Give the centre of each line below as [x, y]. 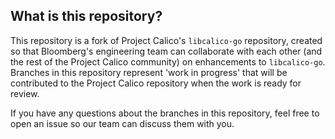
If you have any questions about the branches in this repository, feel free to [165, 113]
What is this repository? [86, 16]
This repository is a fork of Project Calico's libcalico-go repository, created [166, 40]
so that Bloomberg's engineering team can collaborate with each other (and [166, 51]
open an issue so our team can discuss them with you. [122, 123]
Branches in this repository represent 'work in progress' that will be [149, 72]
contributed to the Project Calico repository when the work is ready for [156, 83]
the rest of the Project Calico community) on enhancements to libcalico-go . [168, 61]
